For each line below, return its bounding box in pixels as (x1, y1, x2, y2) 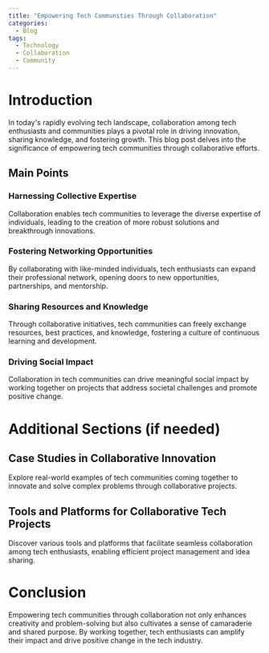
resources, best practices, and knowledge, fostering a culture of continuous (8, 328, 259, 338)
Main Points (8, 166, 69, 180)
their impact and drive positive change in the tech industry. (8, 635, 203, 646)
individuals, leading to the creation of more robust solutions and (8, 217, 219, 227)
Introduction (8, 91, 93, 109)
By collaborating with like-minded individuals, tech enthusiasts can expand (8, 264, 256, 274)
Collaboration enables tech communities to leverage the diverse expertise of (8, 209, 261, 218)
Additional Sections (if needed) (8, 420, 221, 438)
